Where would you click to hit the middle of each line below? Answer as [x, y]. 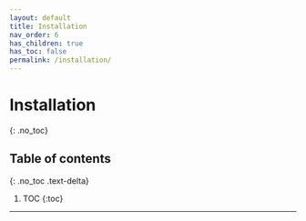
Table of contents [60, 159]
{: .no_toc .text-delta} [49, 181]
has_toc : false [38, 52]
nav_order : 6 [34, 35]
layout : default [40, 18]
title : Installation [49, 26]
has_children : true [46, 43]
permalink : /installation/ [61, 60]
